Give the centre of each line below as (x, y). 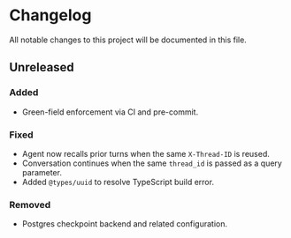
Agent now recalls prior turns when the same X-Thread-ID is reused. (145, 153)
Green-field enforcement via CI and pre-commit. (110, 112)
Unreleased (42, 67)
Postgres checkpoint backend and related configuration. (125, 224)
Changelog (50, 15)
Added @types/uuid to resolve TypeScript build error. (118, 182)
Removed (30, 205)
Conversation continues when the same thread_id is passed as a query (152, 163)
